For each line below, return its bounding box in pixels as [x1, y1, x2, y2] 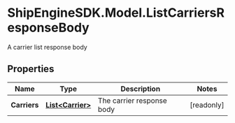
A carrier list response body [7, 43, 87, 51]
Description [120, 84, 161, 94]
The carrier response [97, 96, 168, 106]
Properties [7, 63, 55, 75]
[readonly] [190, 100, 225, 110]
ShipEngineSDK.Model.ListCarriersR [7, 5, 225, 21]
